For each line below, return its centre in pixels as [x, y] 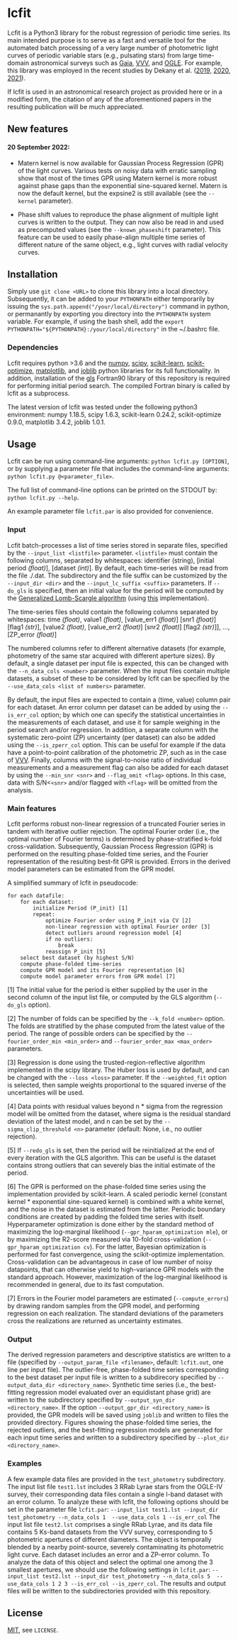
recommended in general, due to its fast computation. [86, 1285]
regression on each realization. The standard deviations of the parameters [115, 1313]
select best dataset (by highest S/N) [77, 958]
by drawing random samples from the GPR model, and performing [103, 1306]
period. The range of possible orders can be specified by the [96, 1034]
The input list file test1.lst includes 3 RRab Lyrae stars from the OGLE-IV [115, 1486]
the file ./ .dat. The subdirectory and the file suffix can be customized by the [117, 575]
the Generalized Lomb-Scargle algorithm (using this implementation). [108, 598]
